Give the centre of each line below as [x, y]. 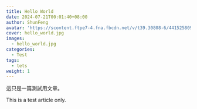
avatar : [16, 28]
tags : [13, 60]
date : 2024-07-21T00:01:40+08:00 [47, 17]
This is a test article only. [36, 100]
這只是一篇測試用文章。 [34, 89]
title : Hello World [30, 11]
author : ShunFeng [27, 22]
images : [16, 38]
